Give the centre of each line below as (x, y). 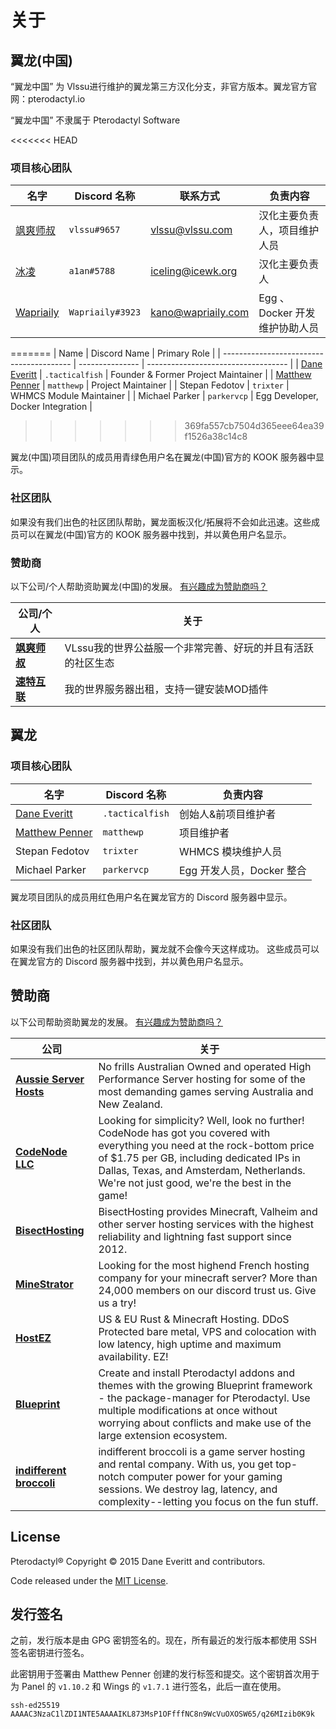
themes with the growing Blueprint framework (205, 1385)
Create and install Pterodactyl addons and (196, 1373)
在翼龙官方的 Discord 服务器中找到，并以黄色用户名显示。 (129, 961)
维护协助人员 (289, 328)
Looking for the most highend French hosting (204, 1265)
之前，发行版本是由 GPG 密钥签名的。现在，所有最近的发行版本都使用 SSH (164, 1640)
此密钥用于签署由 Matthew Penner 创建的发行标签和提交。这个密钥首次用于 (165, 1674)
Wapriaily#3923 (105, 312)
